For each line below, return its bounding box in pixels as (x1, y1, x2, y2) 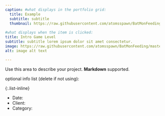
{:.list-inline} (5, 85, 30, 91)
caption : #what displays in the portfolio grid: (5, 7, 107, 12)
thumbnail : (9, 21, 32, 26)
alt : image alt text (5, 48, 48, 53)
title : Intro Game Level (5, 35, 56, 40)
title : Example (9, 12, 41, 17)
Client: (12, 100, 26, 106)
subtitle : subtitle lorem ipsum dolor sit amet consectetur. (5, 39, 133, 44)
